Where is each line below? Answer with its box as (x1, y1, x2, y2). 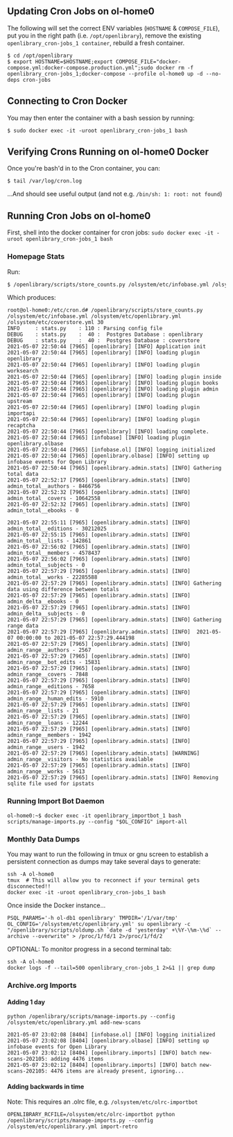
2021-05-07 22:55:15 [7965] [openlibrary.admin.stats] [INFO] (7, 531, 191, 538)
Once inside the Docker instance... (7, 901, 106, 909)
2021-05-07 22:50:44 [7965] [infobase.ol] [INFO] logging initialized (7, 447, 216, 454)
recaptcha (7, 422, 36, 429)
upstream (7, 398, 33, 405)
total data (7, 471, 39, 478)
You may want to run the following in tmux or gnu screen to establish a (7, 850, 209, 859)
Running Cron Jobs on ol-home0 (7, 210, 151, 221)
